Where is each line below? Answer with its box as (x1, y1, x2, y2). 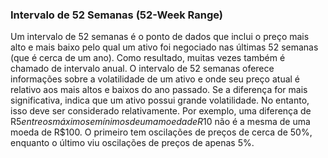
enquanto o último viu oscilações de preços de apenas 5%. (10, 137, 255, 149)
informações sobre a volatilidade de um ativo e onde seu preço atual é (10, 73, 301, 85)
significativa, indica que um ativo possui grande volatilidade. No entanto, (10, 94, 310, 107)
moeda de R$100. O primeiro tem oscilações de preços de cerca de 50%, (10, 126, 313, 138)
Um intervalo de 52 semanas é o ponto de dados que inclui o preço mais (10, 31, 310, 43)
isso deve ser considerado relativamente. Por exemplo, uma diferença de (10, 105, 312, 117)
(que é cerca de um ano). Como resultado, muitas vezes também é (10, 52, 286, 64)
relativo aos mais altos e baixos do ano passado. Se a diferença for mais (10, 84, 308, 96)
